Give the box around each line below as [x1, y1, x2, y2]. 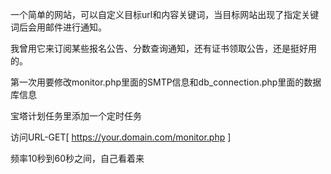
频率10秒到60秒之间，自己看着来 [10, 153, 145, 164]
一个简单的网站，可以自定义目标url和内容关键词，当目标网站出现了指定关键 [10, 9, 320, 20]
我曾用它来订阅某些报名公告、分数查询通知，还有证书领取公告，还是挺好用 [10, 43, 317, 54]
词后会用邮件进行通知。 [10, 21, 107, 33]
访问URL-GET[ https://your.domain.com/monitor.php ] [10, 131, 232, 143]
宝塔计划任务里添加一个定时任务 [10, 110, 142, 122]
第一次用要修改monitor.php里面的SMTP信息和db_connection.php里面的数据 [10, 76, 322, 88]
